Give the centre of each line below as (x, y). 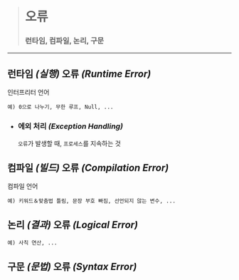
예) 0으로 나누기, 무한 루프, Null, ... (60, 107)
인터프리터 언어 (28, 93)
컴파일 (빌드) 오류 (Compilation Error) (88, 168)
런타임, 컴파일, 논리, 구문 (64, 41)
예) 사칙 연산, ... (32, 243)
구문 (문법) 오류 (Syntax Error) (72, 266)
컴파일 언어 (23, 186)
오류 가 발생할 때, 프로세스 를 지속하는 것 (69, 143)
